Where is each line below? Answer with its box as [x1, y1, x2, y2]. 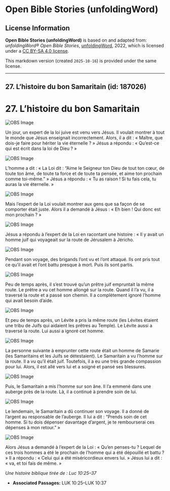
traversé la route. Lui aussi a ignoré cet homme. [5, 328, 105, 334]
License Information [5, 24, 70, 32]
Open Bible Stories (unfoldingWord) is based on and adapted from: [5, 37, 147, 43]
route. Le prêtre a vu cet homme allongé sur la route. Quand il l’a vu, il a [5, 287, 154, 293]
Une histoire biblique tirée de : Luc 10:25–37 [5, 470, 97, 476]
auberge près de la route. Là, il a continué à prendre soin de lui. [5, 389, 138, 395]
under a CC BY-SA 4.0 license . [5, 48, 69, 54]
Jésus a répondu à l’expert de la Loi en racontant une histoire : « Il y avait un [5, 232, 164, 238]
